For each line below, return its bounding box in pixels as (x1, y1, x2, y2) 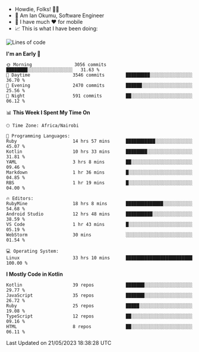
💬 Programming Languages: (6, 133, 70, 139)
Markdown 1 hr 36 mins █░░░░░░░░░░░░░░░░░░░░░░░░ (6, 169, 193, 175)
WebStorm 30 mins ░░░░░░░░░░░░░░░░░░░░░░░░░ (6, 232, 193, 238)
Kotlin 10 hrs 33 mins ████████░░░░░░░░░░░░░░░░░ (6, 149, 193, 155)
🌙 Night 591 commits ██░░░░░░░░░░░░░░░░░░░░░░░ (6, 93, 193, 99)
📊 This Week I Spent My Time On (6, 109, 90, 116)
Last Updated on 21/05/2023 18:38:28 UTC (6, 340, 112, 346)
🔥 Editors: (6, 196, 34, 202)
